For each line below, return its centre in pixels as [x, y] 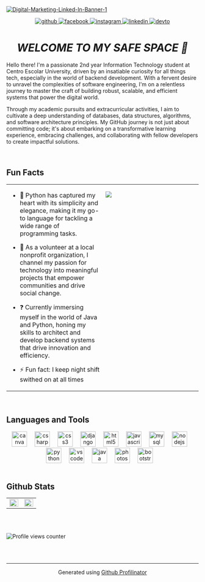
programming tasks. [49, 234]
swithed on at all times [52, 379]
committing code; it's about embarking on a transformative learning [91, 128]
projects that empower [52, 278]
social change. [41, 293]
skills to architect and [50, 332]
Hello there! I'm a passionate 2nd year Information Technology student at [98, 65]
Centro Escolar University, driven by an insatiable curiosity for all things [96, 71]
